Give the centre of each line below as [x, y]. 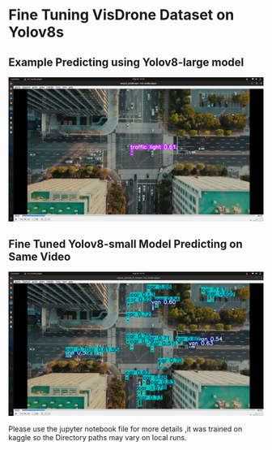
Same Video [40, 256]
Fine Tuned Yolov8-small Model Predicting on [125, 244]
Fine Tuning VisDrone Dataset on [121, 15]
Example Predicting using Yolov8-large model [126, 62]
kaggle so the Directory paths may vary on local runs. [98, 437]
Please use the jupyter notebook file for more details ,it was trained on [125, 429]
